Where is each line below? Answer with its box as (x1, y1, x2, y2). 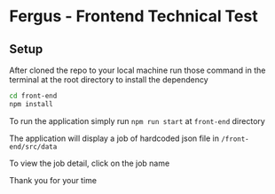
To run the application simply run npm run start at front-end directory (9, 115, 266, 126)
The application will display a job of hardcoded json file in (9, 133, 220, 144)
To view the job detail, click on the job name (9, 158, 170, 168)
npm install (9, 99, 53, 108)
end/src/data (9, 142, 58, 151)
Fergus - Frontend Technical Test (9, 6, 259, 27)
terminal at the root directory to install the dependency (9, 74, 208, 85)
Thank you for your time (9, 175, 98, 185)
